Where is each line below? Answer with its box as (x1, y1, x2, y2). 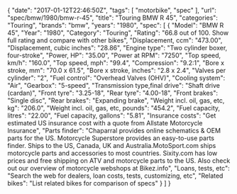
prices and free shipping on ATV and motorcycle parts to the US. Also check (7, 156, 231, 165)
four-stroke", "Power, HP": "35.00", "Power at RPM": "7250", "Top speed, (7, 51, 221, 59)
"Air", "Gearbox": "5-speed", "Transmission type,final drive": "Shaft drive (7, 81, 220, 89)
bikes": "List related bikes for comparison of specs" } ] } (7, 179, 172, 187)
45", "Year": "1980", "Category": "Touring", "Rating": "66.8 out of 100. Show (7, 28, 229, 37)
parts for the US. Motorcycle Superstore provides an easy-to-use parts (7, 134, 215, 142)
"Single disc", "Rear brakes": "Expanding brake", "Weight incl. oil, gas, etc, (7, 96, 225, 105)
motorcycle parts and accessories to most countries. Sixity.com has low (7, 149, 218, 157)
